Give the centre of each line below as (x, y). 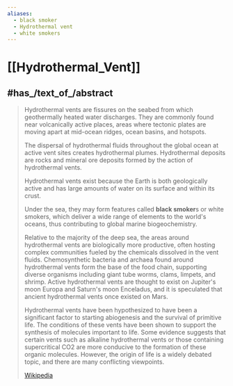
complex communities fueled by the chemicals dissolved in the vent (121, 252)
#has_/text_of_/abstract (60, 93)
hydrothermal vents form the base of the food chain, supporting (115, 267)
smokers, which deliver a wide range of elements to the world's (115, 217)
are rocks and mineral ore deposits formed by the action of (109, 160)
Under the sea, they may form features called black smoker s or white (124, 209)
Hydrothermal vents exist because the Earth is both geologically (116, 181)
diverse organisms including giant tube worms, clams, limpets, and (120, 275)
